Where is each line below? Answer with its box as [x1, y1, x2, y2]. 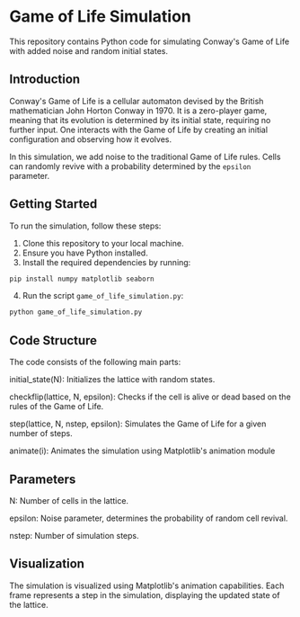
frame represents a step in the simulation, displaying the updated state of [9, 589, 280, 600]
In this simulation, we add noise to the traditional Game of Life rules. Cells [9, 151, 281, 162]
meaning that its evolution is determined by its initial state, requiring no [9, 114, 271, 125]
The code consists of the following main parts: [9, 357, 181, 368]
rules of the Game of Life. [9, 401, 104, 412]
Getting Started [9, 196, 98, 212]
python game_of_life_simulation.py [9, 308, 143, 317]
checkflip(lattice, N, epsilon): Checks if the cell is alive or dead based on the [9, 391, 292, 402]
